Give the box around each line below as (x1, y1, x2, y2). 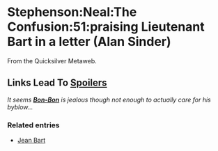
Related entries (7, 120, 60, 129)
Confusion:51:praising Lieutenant (7, 19, 205, 35)
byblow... (7, 102, 33, 111)
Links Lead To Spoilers (7, 77, 107, 89)
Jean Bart (17, 136, 46, 145)
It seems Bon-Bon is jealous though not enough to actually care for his (7, 95, 211, 104)
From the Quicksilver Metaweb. (7, 56, 97, 65)
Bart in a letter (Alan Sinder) (7, 34, 172, 49)
